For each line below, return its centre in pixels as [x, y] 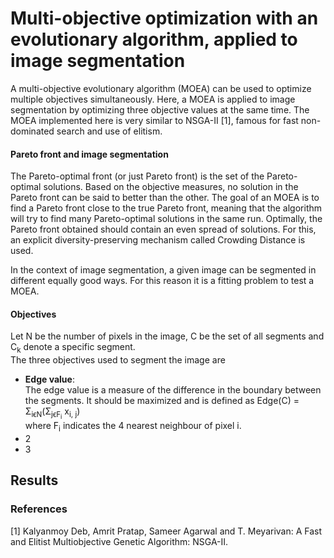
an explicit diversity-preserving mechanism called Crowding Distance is [158, 240]
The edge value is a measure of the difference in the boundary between [173, 390]
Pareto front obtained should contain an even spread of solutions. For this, [163, 229]
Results [34, 480]
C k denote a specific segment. [73, 348]
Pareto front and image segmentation [89, 154]
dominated [32, 131]
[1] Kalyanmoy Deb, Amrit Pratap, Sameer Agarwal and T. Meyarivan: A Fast [166, 531]
